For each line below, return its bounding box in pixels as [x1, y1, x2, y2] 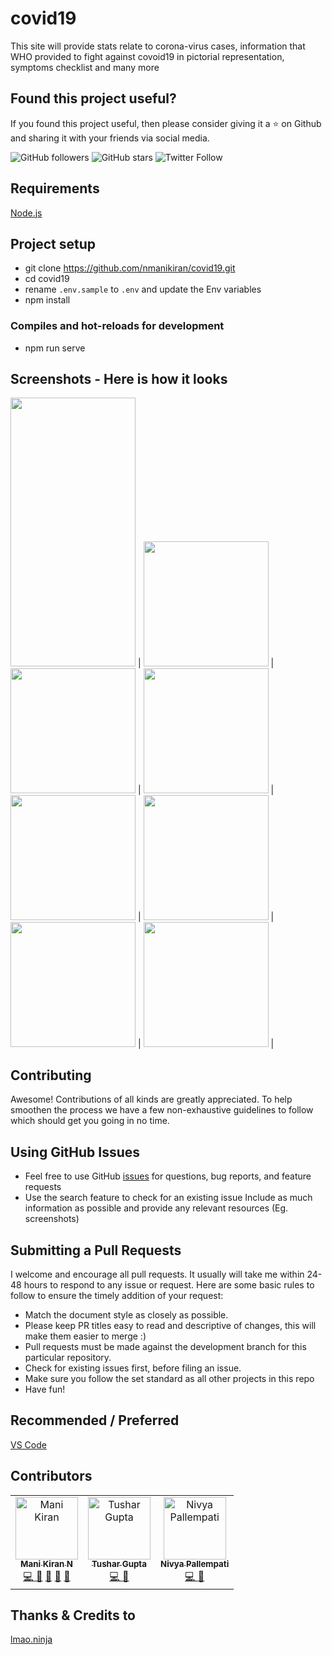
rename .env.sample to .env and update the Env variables [24, 283, 262, 296]
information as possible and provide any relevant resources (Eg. [24, 1202, 289, 1214]
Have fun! [24, 1383, 66, 1395]
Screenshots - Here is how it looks [10, 371, 228, 388]
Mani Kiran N [20, 1558, 73, 1570]
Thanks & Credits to [10, 1607, 137, 1624]
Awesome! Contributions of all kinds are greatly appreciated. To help [10, 1093, 293, 1106]
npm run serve [24, 342, 86, 354]
